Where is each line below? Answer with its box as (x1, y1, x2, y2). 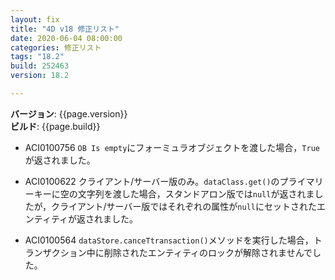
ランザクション (24, 246, 87, 258)
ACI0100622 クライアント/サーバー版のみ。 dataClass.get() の (24, 175, 280, 187)
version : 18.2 (10, 71, 70, 81)
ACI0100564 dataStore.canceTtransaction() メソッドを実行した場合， (24, 234, 314, 246)
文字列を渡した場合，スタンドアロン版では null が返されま (77, 187, 315, 200)
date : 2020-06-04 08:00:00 (10, 33, 123, 43)
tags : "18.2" (10, 52, 65, 62)
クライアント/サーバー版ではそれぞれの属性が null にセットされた (50, 200, 317, 212)
